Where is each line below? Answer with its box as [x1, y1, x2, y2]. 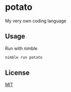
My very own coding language [5, 18, 67, 24]
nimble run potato [5, 55, 43, 60]
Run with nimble [5, 45, 38, 51]
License [5, 69, 30, 77]
